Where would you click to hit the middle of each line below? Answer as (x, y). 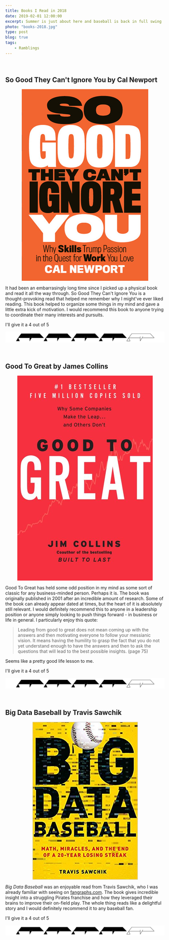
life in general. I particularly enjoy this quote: (52, 620)
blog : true (17, 37)
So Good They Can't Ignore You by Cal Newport (81, 80)
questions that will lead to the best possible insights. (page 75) (83, 651)
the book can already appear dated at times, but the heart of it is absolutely (84, 604)
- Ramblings (27, 48)
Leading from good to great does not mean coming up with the (83, 630)
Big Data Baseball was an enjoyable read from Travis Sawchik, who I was (82, 887)
